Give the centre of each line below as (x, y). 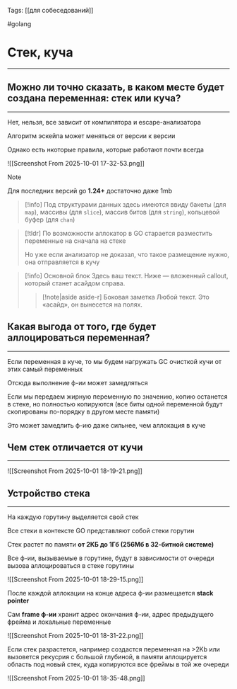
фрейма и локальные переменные (59, 622)
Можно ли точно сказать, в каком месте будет (116, 87)
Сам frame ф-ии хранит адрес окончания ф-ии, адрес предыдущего (110, 615)
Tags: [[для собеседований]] (50, 10)
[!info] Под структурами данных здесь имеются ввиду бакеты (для (126, 204)
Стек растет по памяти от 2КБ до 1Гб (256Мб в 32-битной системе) (111, 545)
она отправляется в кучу (62, 262)
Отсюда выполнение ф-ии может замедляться (78, 382)
